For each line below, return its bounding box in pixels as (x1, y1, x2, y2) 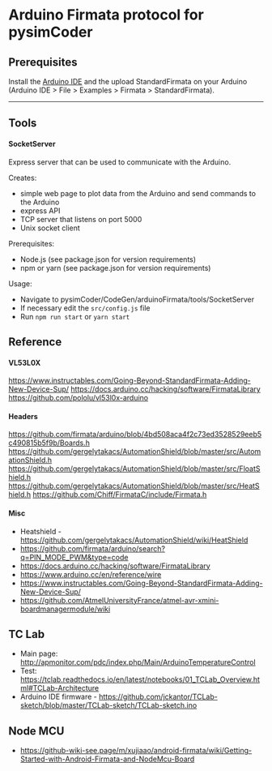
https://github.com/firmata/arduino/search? (19, 543, 166, 553)
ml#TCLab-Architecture (19, 683, 100, 693)
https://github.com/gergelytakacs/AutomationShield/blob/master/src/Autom (8, 447, 261, 456)
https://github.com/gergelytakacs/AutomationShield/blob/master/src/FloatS (8, 464, 261, 473)
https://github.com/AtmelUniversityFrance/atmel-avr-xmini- (19, 595, 219, 605)
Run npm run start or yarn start (19, 311, 130, 321)
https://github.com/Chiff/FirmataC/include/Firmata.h (32, 490, 207, 499)
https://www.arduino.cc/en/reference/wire (19, 569, 162, 579)
